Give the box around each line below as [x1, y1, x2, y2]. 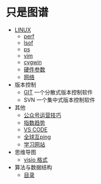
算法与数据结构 [14, 163, 52, 171]
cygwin [23, 58, 42, 66]
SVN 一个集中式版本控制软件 [23, 96, 96, 104]
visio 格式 [23, 156, 48, 163]
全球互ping [23, 133, 51, 140]
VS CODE [23, 126, 48, 133]
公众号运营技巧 [23, 111, 61, 119]
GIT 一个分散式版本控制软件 [23, 88, 93, 96]
